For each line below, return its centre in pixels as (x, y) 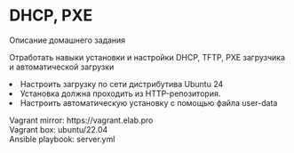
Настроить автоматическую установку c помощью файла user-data (149, 102)
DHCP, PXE (51, 16)
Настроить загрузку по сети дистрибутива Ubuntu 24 (122, 84)
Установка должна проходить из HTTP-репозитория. (121, 93)
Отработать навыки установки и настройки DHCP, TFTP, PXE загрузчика (147, 57)
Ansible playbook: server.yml (62, 139)
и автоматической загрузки (62, 67)
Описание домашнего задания (68, 40)
